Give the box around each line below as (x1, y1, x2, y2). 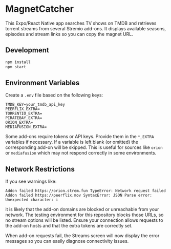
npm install (5, 60, 31, 65)
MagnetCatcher (5, 3, 74, 15)
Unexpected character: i (5, 197, 58, 203)
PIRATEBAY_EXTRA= (5, 116, 42, 121)
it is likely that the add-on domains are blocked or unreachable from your (5, 206, 159, 213)
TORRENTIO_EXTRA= (5, 111, 42, 116)
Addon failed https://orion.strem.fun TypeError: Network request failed (5, 188, 166, 194)
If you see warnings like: (5, 178, 57, 185)
